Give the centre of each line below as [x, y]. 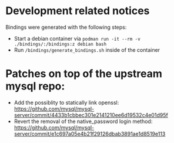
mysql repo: [35, 86]
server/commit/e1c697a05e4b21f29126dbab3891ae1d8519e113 [90, 134]
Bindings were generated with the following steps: [66, 27]
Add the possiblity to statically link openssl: [66, 102]
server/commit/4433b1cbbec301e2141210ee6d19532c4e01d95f [91, 115]
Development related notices [78, 11]
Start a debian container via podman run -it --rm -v [77, 38]
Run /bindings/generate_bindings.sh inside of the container [87, 50]
